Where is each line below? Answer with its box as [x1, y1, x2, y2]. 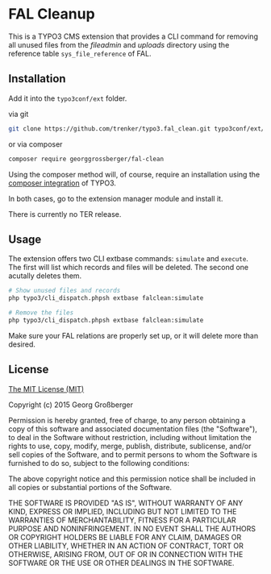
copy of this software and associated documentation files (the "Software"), [8, 424, 258, 434]
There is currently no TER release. [8, 209, 122, 218]
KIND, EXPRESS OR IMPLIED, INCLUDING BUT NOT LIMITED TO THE [8, 506, 237, 516]
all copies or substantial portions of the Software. [8, 482, 172, 492]
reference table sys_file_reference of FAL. [8, 48, 152, 58]
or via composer [8, 139, 63, 149]
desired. [8, 339, 36, 349]
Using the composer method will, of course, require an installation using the [8, 169, 261, 179]
